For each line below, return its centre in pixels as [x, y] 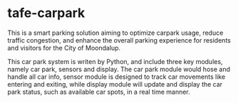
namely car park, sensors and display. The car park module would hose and [119, 69]
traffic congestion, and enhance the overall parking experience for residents [119, 40]
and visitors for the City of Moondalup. [64, 48]
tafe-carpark [46, 13]
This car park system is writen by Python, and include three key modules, [115, 61]
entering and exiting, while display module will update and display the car [115, 84]
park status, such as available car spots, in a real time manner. [99, 92]
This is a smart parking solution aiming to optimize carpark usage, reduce [115, 33]
